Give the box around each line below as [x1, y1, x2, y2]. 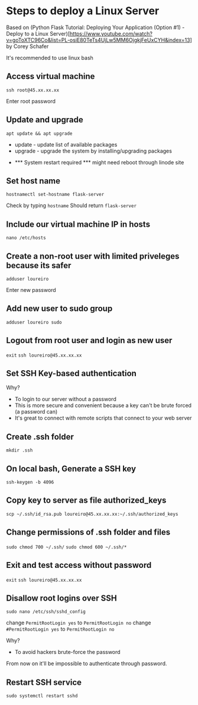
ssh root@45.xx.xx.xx [6, 87, 60, 93]
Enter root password [6, 97, 56, 104]
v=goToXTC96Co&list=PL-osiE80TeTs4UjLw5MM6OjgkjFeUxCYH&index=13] [6, 36, 192, 43]
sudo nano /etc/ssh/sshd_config [6, 609, 86, 615]
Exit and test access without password [6, 560, 152, 570]
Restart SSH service [6, 677, 82, 687]
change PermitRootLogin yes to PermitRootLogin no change [6, 619, 151, 627]
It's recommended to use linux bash [6, 54, 93, 61]
